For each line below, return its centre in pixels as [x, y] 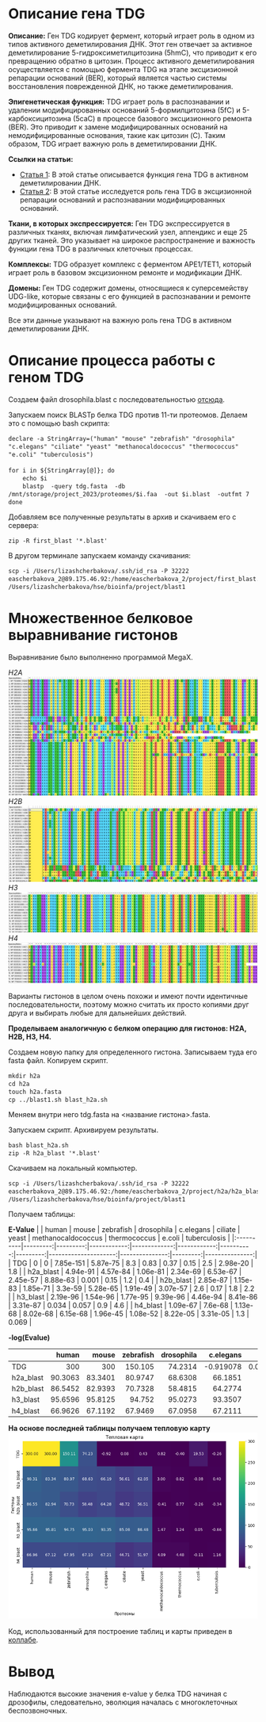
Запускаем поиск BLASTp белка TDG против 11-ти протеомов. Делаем [128, 415]
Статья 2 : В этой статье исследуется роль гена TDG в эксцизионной [135, 191]
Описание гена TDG [77, 14]
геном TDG [46, 378]
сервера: [24, 525]
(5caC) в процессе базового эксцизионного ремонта [162, 118]
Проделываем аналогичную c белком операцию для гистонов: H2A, [127, 1028]
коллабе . [23, 1640]
